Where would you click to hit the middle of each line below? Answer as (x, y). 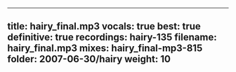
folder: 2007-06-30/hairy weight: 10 (89, 59)
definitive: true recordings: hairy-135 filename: (112, 37)
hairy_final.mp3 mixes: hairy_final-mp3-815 (105, 49)
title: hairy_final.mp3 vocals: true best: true (104, 26)
